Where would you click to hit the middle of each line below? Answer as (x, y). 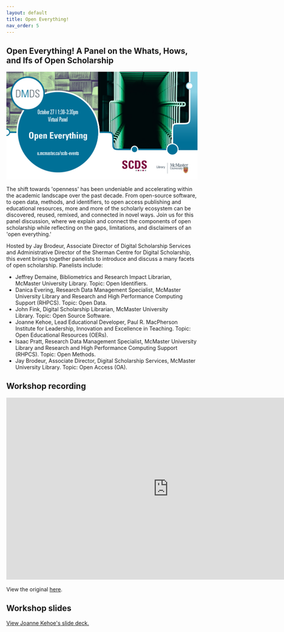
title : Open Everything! (38, 19)
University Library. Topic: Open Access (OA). (71, 367)
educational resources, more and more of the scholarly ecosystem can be (99, 208)
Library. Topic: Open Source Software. (63, 315)
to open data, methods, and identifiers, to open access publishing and (94, 202)
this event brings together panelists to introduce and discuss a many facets (100, 258)
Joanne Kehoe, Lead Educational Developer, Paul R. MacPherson (96, 322)
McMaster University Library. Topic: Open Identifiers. (81, 283)
